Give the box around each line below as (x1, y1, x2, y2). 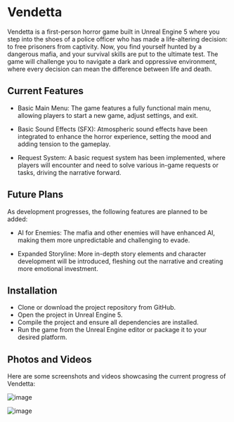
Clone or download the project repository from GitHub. (17, 303, 176, 312)
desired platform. (17, 333, 68, 341)
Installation (7, 284, 58, 296)
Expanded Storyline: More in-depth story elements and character (17, 249, 207, 258)
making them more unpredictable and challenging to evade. (17, 236, 190, 244)
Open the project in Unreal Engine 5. (17, 310, 123, 319)
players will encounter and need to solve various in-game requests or (17, 161, 219, 169)
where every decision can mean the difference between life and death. (7, 65, 212, 73)
